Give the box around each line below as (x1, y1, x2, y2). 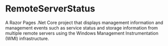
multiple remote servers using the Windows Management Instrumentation (5, 30, 158, 36)
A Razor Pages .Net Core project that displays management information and (5, 19, 163, 25)
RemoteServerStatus (5, 3, 95, 14)
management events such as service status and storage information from (5, 24, 158, 30)
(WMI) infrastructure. (5, 35, 49, 41)
